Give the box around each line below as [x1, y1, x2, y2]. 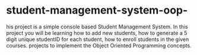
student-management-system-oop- [6, 4, 188, 17]
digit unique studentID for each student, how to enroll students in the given [6, 35, 189, 43]
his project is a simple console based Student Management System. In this [6, 23, 188, 30]
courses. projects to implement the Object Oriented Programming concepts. [6, 42, 192, 49]
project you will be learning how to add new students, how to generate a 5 [6, 29, 188, 36]
